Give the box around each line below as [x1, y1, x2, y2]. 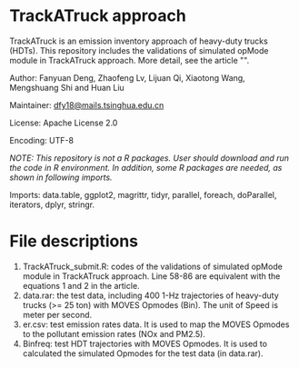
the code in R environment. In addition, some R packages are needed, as [9, 162, 283, 173]
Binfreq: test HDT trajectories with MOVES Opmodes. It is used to [22, 338, 268, 349]
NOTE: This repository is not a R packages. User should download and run [9, 152, 289, 164]
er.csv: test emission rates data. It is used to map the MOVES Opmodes [22, 319, 290, 330]
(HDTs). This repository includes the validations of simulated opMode [9, 45, 269, 55]
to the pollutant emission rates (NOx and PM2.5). [22, 328, 206, 339]
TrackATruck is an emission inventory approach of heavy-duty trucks [9, 35, 268, 46]
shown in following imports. [9, 172, 113, 183]
